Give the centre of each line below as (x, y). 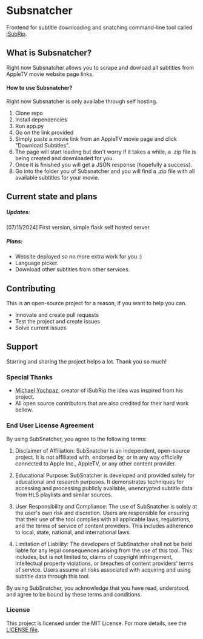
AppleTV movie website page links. (50, 74)
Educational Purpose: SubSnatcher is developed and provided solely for (105, 475)
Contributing (31, 289)
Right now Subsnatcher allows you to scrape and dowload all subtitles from (100, 67)
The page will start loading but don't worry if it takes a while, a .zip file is (105, 152)
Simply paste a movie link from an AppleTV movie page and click (96, 139)
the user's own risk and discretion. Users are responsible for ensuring (102, 513)
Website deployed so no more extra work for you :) (78, 257)
